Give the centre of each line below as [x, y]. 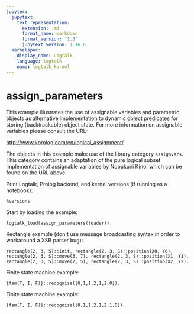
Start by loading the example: [42, 212]
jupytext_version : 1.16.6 [54, 45]
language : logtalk [39, 61]
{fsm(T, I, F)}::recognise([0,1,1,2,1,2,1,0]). [66, 305]
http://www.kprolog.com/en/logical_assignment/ [65, 143]
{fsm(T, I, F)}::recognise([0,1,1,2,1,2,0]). [63, 284]
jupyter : [17, 12]
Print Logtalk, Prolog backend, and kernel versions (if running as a [87, 184]
